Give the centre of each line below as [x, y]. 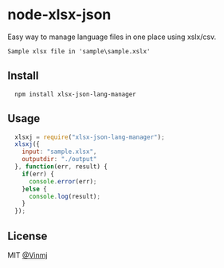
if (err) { [38, 174]
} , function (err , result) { [61, 167]
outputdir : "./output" [59, 160]
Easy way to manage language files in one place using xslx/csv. [112, 37]
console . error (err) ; [63, 181]
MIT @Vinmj [28, 255]
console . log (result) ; [65, 196]
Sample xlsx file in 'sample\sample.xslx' [79, 51]
